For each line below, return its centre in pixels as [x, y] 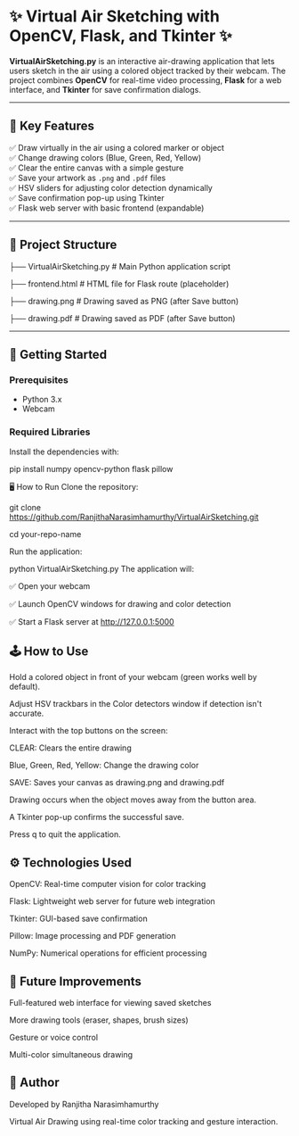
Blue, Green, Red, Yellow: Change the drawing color [104, 766]
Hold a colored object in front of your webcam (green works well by [133, 677]
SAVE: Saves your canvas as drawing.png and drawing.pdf [117, 783]
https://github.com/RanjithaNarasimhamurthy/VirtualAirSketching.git [134, 517]
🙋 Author [34, 1083]
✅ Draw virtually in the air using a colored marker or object [117, 147]
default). [25, 687]
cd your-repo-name [45, 534]
